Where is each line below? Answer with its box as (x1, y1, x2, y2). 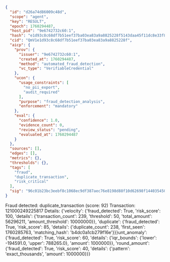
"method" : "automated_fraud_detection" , (18, 61, 105, 66)
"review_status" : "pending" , (18, 127, 80, 132)
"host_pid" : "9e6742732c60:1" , (10, 28, 76, 33)
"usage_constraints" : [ (18, 80, 69, 85)
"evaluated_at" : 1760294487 (18, 132, 78, 137)
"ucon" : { (14, 76, 35, 81)
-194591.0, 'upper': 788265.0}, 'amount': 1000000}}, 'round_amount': (5, 240, 150, 246)
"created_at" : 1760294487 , (18, 56, 76, 62)
